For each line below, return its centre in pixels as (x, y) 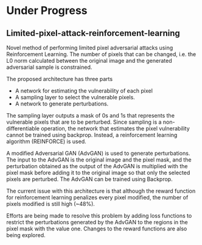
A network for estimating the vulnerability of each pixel (84, 91)
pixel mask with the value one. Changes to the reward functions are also (97, 229)
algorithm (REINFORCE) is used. (46, 141)
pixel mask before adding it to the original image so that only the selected (98, 172)
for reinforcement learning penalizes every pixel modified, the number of (97, 197)
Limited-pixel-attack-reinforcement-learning (93, 33)
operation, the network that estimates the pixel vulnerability (115, 128)
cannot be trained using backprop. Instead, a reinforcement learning (92, 135)
